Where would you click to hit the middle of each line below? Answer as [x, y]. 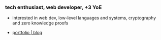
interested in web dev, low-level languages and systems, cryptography [84, 18]
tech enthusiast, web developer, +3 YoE [53, 7]
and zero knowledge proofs [40, 23]
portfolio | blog [27, 33]
